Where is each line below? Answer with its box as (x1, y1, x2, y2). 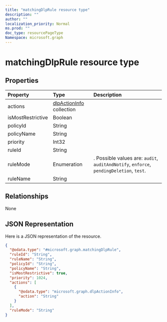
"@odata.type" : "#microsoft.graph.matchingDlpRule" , (9, 248, 121, 253)
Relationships (5, 192, 49, 201)
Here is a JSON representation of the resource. (5, 233, 102, 239)
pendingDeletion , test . (93, 167, 146, 174)
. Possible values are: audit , (93, 154, 158, 161)
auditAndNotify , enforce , (93, 161, 152, 168)
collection (53, 106, 76, 113)
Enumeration (53, 161, 83, 168)
